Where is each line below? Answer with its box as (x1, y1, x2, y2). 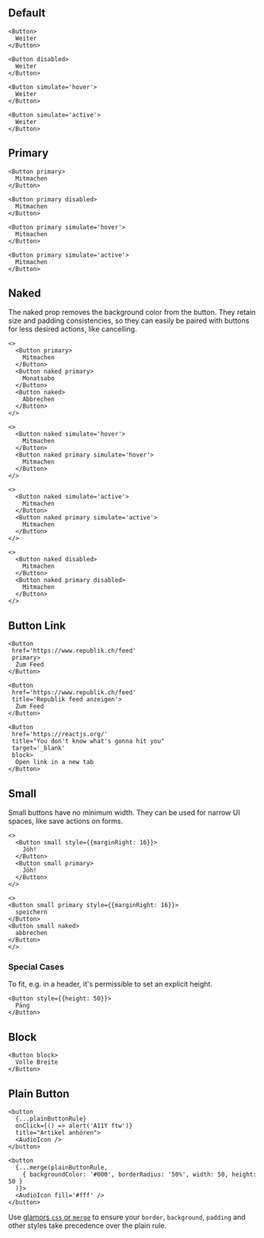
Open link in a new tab (15, 759, 94, 766)
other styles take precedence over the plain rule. (8, 1221, 167, 1230)
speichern (15, 908, 48, 917)
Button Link (8, 619, 66, 632)
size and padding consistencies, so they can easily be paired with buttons (8, 316, 250, 325)
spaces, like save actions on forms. (8, 817, 124, 826)
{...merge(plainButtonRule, (15, 1163, 109, 1171)
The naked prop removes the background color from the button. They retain (8, 308, 256, 317)
